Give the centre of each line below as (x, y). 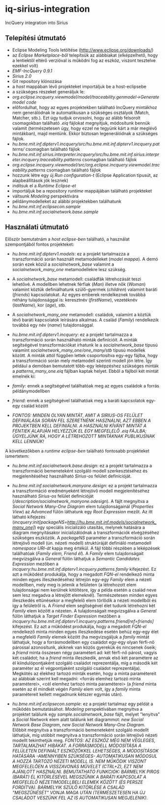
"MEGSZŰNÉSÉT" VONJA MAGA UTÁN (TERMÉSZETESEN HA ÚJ (79, 792)
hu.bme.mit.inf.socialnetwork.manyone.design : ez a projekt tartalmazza (84, 485)
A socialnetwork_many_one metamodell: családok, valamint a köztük (82, 314)
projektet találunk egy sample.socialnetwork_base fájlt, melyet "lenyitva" (86, 714)
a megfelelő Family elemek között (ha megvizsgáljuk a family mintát (81, 637)
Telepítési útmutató (36, 38)
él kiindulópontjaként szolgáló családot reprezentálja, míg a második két (85, 663)
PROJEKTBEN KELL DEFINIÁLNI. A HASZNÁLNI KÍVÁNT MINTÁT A (79, 425)
